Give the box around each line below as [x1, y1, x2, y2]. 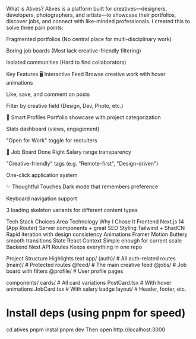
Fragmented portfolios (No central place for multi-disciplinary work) [6, 36, 172, 42]
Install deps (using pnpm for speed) [6, 306, 186, 320]
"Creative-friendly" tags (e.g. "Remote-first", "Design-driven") [6, 160, 159, 167]
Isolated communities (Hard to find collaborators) [6, 59, 127, 66]
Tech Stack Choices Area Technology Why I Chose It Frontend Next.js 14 [6, 218, 184, 225]
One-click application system [6, 172, 78, 178]
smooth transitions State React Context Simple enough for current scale [6, 237, 182, 244]
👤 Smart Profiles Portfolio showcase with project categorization [6, 114, 162, 121]
